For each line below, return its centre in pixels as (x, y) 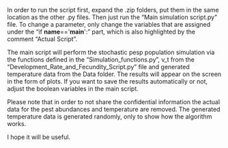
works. (17, 124)
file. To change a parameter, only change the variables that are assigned (109, 24)
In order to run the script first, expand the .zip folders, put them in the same (113, 10)
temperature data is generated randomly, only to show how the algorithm (110, 116)
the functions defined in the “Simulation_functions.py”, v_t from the (101, 60)
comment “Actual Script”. (42, 39)
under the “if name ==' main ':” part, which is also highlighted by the (101, 32)
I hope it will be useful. (39, 137)
